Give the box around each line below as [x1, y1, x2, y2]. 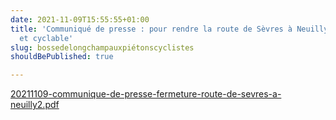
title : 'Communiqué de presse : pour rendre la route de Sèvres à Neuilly [10, 24, 329, 34]
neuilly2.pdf [10, 99, 60, 111]
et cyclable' [19, 33, 74, 43]
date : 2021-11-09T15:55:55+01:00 [10, 14, 150, 25]
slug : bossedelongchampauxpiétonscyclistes [10, 42, 195, 53]
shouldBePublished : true [10, 52, 114, 62]
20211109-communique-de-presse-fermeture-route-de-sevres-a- [10, 88, 282, 100]
